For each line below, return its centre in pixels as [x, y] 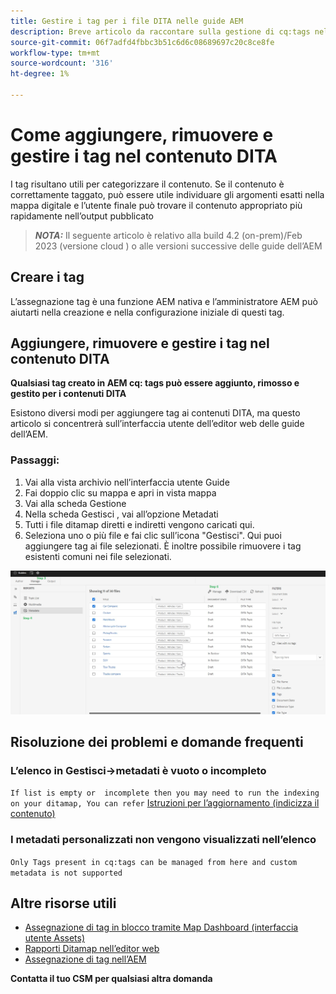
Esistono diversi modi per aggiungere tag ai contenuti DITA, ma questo [155, 413]
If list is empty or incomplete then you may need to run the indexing [165, 793]
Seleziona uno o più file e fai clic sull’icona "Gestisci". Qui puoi [153, 535]
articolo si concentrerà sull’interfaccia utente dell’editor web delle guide [157, 424]
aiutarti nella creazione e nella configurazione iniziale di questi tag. [147, 312]
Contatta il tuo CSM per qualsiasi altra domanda [111, 979]
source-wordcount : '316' [62, 63]
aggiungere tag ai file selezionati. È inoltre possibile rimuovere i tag [163, 546]
